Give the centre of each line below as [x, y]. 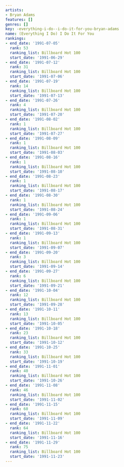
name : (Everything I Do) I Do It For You [50, 34]
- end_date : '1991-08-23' [33, 176]
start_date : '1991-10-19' [37, 361]
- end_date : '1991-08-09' [33, 138]
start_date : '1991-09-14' [37, 267]
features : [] [19, 19]
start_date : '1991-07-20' [37, 115]
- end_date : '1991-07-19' [33, 81]
